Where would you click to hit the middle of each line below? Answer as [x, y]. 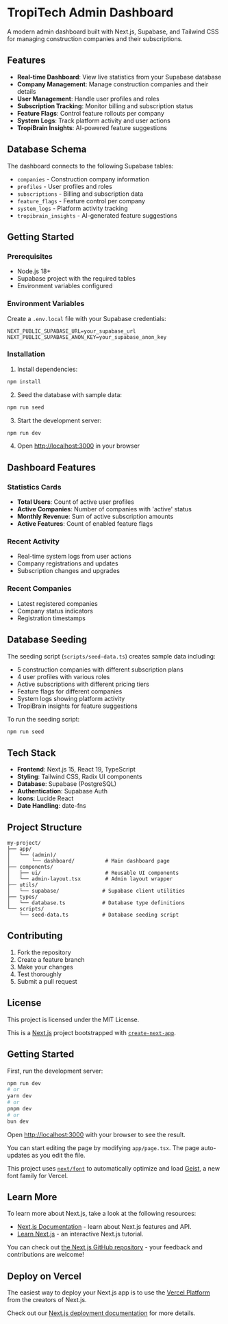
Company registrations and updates [67, 563]
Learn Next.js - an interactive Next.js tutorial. [80, 1234]
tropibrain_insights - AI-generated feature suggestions [97, 215]
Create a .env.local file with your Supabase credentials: [87, 318]
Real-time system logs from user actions [74, 557]
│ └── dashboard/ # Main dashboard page [88, 861]
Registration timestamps [51, 618]
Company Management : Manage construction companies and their [113, 84]
